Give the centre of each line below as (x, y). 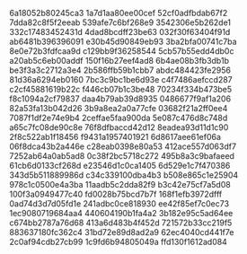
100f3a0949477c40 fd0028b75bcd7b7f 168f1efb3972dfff (116, 194)
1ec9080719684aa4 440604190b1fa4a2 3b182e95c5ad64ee (121, 213)
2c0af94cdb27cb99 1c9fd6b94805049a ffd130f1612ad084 (118, 242)
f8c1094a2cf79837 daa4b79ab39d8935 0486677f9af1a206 (120, 99)
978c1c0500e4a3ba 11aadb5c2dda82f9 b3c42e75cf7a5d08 (120, 184)
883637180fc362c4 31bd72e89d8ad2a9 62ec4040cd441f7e (122, 232)
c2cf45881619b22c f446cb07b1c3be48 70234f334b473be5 (121, 89)
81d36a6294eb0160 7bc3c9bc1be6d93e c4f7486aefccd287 (121, 79)
